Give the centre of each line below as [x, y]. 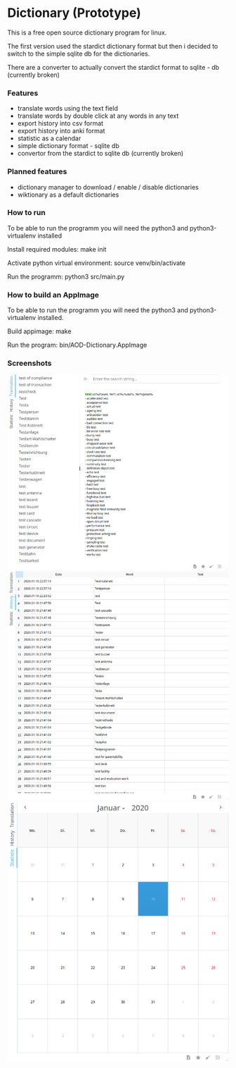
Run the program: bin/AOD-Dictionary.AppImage [77, 345]
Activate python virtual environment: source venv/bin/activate [97, 263]
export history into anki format [61, 131]
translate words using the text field [67, 109]
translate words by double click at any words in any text [98, 116]
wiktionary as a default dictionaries [68, 195]
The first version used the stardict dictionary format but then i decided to [113, 46]
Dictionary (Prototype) [74, 13]
